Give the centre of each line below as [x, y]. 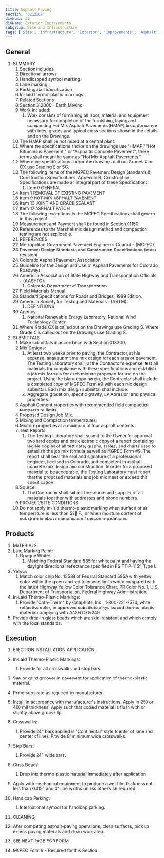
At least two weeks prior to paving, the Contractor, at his [84, 353]
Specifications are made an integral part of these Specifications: [84, 182]
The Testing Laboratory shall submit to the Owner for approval [90, 435]
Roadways [30, 270]
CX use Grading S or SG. [45, 167]
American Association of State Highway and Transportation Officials [88, 275]
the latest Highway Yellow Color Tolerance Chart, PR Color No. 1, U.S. [89, 587]
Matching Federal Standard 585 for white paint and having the [89, 561]
